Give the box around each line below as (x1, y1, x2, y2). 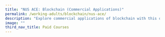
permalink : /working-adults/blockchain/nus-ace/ (5, 12, 107, 16)
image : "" (5, 20, 26, 25)
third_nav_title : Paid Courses (5, 25, 69, 30)
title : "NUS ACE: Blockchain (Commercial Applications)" (5, 7, 124, 12)
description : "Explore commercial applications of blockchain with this (5, 16, 157, 21)
